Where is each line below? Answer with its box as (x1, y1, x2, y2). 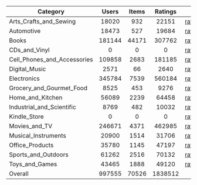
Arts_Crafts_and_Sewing (9, 18, 76, 25)
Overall (9, 170, 29, 177)
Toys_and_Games (9, 160, 57, 168)
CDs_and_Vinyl (9, 46, 50, 54)
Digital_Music (9, 65, 46, 73)
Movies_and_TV (9, 122, 53, 130)
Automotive (9, 27, 41, 35)
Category (38, 8, 64, 15)
